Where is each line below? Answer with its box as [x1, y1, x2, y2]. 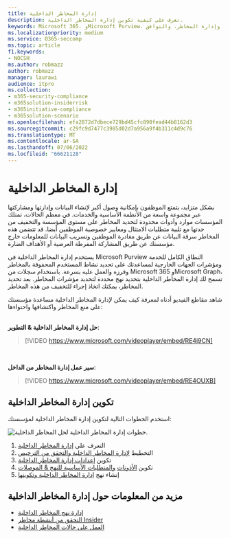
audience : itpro [8, 80, 54, 87]
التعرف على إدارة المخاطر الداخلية [17, 441, 106, 449]
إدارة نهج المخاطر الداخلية [17, 508, 84, 517]
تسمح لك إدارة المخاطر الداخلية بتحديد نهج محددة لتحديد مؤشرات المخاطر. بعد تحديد [8, 274, 222, 282]
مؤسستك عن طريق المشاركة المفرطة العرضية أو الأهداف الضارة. [8, 239, 175, 247]
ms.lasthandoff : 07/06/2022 [8, 144, 89, 151]
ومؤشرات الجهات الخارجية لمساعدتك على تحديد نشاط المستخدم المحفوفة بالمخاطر [8, 260, 222, 268]
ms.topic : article [8, 42, 60, 49]
